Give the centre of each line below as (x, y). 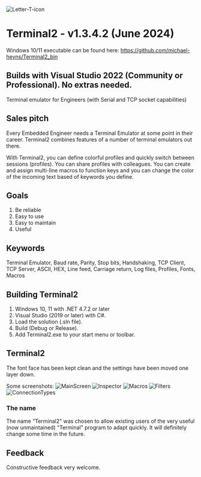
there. (13, 146)
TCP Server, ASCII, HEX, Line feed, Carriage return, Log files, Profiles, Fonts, (101, 269)
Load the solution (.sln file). (49, 322)
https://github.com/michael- (155, 50)
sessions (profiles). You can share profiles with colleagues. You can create (98, 164)
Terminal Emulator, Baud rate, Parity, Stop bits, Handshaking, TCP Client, (96, 263)
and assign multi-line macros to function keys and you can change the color (100, 170)
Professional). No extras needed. (69, 85)
